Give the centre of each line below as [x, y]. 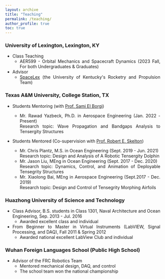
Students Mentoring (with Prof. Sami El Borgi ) [58, 106]
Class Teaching [28, 56]
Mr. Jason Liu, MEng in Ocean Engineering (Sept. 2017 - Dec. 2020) [88, 161]
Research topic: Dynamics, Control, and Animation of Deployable [90, 166]
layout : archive [22, 10]
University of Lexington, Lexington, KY [52, 46]
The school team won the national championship [69, 271]
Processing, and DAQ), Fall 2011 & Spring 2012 [59, 232]
